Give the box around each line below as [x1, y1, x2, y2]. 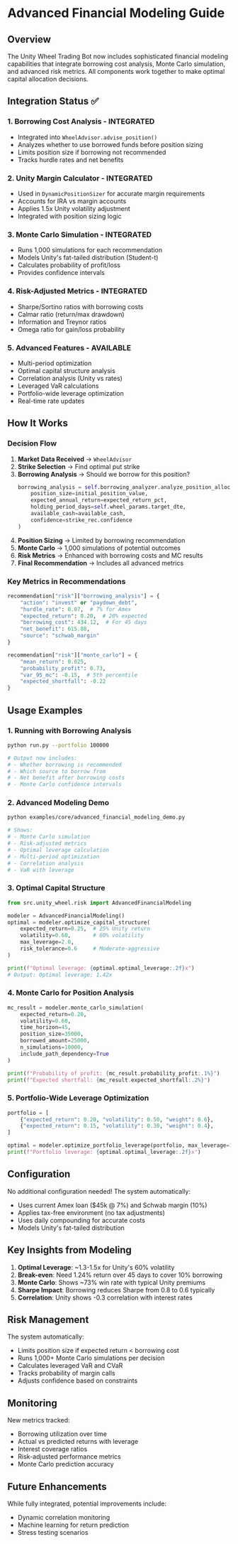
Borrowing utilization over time [17, 1430, 108, 1438]
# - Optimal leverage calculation [7, 846, 110, 853]
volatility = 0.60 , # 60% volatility [20, 932, 144, 939]
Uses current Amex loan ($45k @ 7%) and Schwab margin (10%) [17, 1201, 208, 1209]
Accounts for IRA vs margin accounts [17, 197, 127, 205]
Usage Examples [7, 704, 83, 716]
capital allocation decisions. [7, 75, 89, 83]
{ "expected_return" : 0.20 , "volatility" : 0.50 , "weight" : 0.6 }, [20, 1116, 214, 1123]
